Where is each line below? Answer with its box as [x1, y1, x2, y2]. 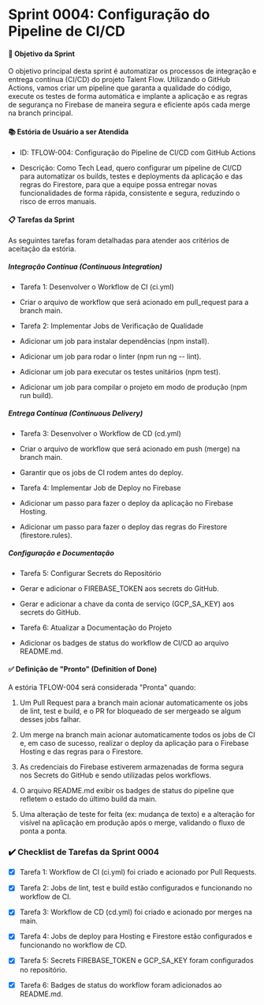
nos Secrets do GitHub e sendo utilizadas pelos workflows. [19, 770, 211, 780]
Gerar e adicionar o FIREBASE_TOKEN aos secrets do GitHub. [19, 583, 219, 593]
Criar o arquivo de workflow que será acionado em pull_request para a [19, 297, 249, 307]
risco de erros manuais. [19, 196, 97, 206]
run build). [19, 390, 54, 400]
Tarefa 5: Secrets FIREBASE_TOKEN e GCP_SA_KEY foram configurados [19, 956, 254, 965]
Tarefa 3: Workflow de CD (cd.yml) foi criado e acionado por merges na [19, 907, 252, 917]
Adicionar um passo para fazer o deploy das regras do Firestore [19, 521, 228, 531]
